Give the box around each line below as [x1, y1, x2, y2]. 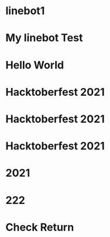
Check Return [5, 220, 74, 234]
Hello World [5, 58, 64, 72]
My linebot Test [5, 31, 83, 45]
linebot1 [5, 4, 45, 18]
